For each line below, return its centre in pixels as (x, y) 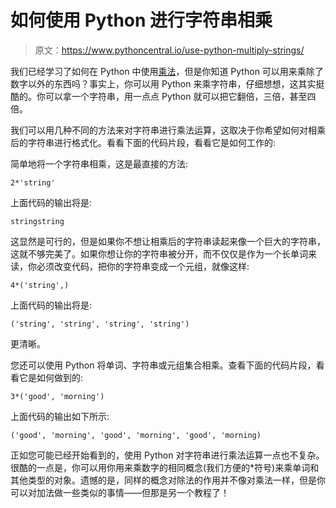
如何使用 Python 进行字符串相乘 (141, 20)
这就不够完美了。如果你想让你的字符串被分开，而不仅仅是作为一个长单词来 (163, 253)
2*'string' (33, 182)
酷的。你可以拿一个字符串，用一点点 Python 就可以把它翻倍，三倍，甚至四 (163, 96)
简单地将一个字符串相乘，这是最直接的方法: (99, 163)
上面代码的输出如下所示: (60, 416)
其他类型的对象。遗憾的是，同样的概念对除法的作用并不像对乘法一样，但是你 (168, 480)
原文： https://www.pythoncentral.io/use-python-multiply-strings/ (169, 50)
